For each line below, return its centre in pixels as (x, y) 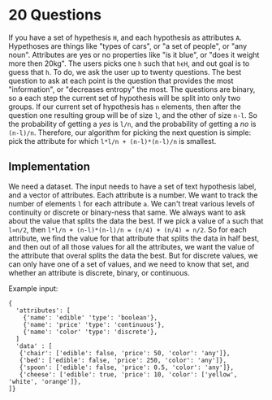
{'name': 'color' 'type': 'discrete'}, (91, 332)
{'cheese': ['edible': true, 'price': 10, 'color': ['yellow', (128, 374)
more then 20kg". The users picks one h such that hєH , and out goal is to (129, 63)
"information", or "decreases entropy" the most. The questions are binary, (132, 89)
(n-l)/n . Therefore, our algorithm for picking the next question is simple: (130, 133)
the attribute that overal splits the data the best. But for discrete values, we (133, 255)
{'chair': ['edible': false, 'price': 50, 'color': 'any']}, (125, 353)
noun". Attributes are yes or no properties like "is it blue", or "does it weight (134, 54)
